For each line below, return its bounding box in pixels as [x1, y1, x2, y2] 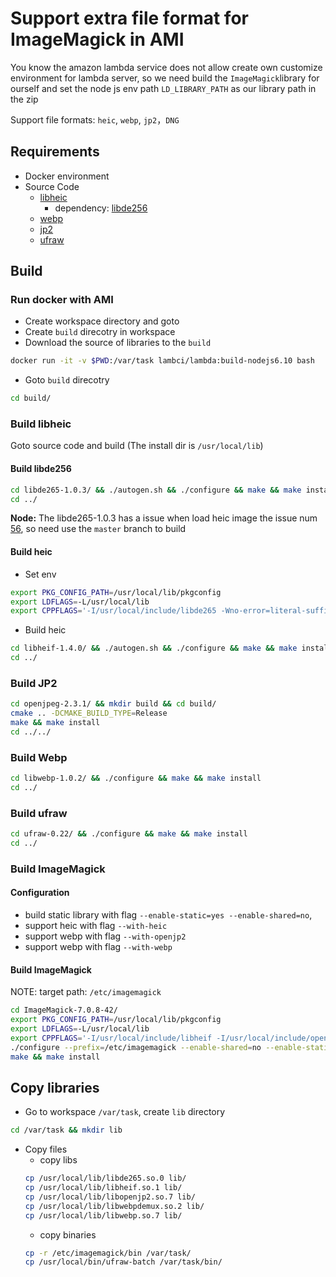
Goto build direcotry [24, 374, 110, 386]
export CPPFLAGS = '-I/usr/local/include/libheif [10, 1033, 213, 1043]
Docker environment [24, 170, 110, 182]
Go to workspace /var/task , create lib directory [24, 1106, 226, 1118]
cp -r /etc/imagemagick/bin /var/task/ [24, 1248, 192, 1258]
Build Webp [10, 750, 68, 764]
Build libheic [10, 417, 72, 431]
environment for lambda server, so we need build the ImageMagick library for [10, 72, 320, 84]
